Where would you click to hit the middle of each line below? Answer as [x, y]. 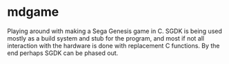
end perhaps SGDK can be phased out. [63, 53]
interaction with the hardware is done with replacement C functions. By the [113, 45]
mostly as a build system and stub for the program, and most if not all [106, 38]
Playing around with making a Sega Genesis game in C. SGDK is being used [115, 31]
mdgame [33, 12]
